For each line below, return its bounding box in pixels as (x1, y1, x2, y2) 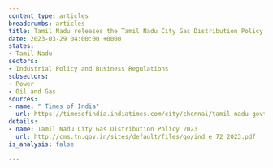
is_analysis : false (8, 140, 75, 149)
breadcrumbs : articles (8, 19, 85, 28)
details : (8, 118, 38, 126)
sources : (8, 95, 38, 103)
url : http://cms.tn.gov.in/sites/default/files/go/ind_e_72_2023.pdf (15, 132, 256, 140)
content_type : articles (8, 11, 89, 20)
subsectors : (8, 72, 49, 80)
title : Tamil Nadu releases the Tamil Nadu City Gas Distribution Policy (8, 27, 264, 35)
